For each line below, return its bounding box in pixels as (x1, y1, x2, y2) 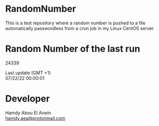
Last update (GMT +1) (5, 70, 51, 76)
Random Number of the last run (5, 43, 141, 55)
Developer (5, 93, 50, 105)
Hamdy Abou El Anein (5, 110, 51, 116)
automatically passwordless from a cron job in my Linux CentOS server (5, 25, 154, 31)
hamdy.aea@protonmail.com (5, 115, 66, 121)
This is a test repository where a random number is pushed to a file (5, 20, 146, 26)
